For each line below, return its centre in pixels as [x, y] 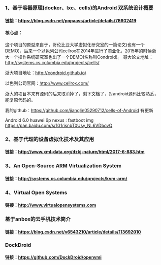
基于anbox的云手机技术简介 [38, 219]
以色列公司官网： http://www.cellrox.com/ [47, 83]
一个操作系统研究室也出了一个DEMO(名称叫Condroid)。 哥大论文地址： [81, 57]
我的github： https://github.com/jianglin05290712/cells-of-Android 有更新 [79, 110]
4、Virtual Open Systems [36, 192]
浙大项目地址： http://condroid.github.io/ [46, 73]
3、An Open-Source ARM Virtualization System [63, 166]
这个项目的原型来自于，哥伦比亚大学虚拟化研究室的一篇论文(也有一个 [75, 44]
